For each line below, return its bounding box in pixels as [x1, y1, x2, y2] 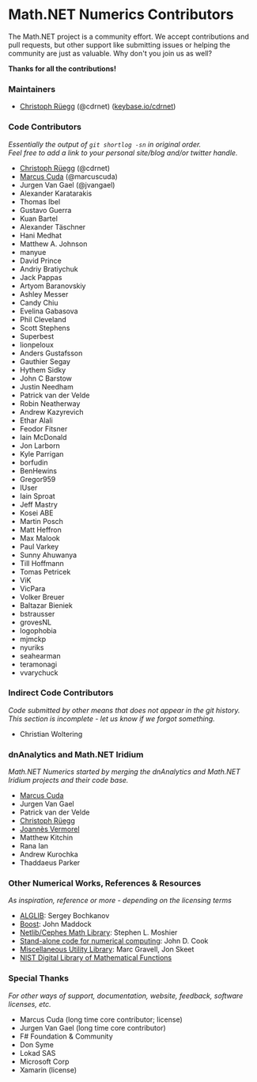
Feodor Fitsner [19, 423, 68, 433]
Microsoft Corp [19, 1057, 70, 1066]
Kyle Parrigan [19, 449, 64, 458]
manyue [19, 247, 47, 256]
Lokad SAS [19, 1048, 56, 1057]
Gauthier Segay [19, 356, 71, 366]
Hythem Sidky [19, 365, 66, 374]
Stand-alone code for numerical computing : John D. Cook [19, 936, 209, 946]
